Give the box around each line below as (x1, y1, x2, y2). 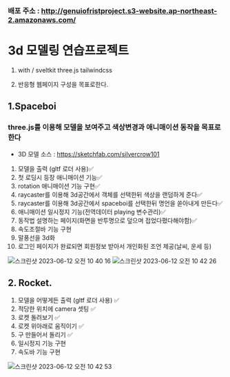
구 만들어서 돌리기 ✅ (17, 331, 73, 339)
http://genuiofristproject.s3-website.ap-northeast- (41, 6, 218, 15)
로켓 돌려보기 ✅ (17, 314, 61, 322)
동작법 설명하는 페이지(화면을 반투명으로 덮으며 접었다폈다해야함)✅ (17, 216, 198, 225)
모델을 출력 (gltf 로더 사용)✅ (17, 164, 94, 173)
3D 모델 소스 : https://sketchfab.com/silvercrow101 (17, 150, 160, 158)
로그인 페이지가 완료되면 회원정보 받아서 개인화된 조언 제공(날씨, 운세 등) (17, 242, 212, 250)
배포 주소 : (8, 6, 40, 15)
